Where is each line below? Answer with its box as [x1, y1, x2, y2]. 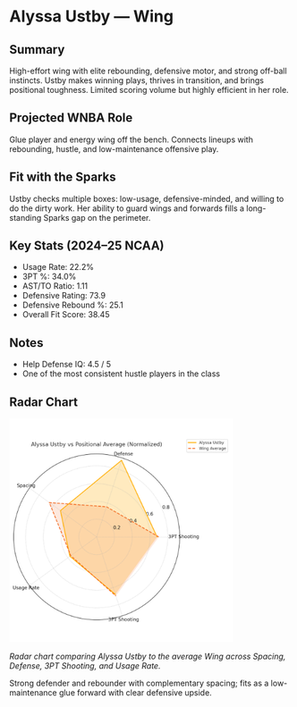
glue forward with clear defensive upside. [58, 687, 212, 698]
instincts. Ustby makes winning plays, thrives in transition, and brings [9, 75, 264, 86]
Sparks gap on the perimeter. [43, 212, 151, 223]
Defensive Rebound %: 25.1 [21, 299, 123, 310]
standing [9, 212, 42, 223]
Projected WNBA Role [9, 110, 133, 126]
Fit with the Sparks [9, 170, 116, 185]
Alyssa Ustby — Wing [9, 6, 174, 27]
